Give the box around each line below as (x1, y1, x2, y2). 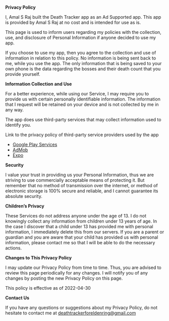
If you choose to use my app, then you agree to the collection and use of (5, 50, 156, 56)
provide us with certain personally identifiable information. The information (5, 96, 160, 102)
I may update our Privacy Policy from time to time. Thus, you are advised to (5, 264, 161, 271)
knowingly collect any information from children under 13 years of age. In (5, 218, 157, 224)
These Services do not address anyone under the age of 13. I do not (5, 213, 147, 219)
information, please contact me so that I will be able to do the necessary (5, 240, 155, 245)
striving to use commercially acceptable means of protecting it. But (5, 177, 145, 183)
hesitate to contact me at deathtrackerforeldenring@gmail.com (5, 310, 136, 316)
